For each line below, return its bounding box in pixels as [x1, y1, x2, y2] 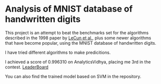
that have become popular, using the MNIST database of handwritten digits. [5, 40, 157, 46]
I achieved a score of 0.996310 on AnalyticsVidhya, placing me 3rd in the [5, 59, 151, 65]
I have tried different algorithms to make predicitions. [5, 50, 111, 55]
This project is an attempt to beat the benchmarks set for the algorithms [5, 30, 149, 35]
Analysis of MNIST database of [5, 3, 133, 15]
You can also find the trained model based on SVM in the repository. [5, 73, 142, 79]
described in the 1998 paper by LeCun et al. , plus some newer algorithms [5, 35, 151, 41]
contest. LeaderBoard [5, 64, 48, 70]
